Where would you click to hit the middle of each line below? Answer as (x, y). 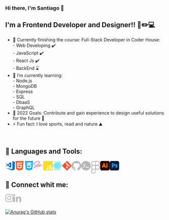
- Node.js (22, 81)
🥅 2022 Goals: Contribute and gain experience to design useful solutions (88, 113)
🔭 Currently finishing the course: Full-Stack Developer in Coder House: (86, 39)
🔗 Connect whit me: (37, 184)
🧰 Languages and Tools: (44, 152)
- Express (23, 91)
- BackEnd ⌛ (26, 68)
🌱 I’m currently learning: (37, 75)
